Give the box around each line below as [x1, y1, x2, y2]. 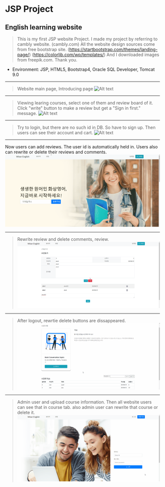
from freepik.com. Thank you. [17, 57, 78, 62]
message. [17, 111, 37, 116]
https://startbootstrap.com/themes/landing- [69, 47, 158, 52]
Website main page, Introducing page [17, 86, 93, 91]
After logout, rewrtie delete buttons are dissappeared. [17, 318, 126, 323]
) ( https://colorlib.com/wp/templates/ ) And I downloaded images [29, 52, 160, 57]
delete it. [17, 409, 35, 416]
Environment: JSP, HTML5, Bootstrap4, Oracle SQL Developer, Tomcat [12, 66, 155, 72]
